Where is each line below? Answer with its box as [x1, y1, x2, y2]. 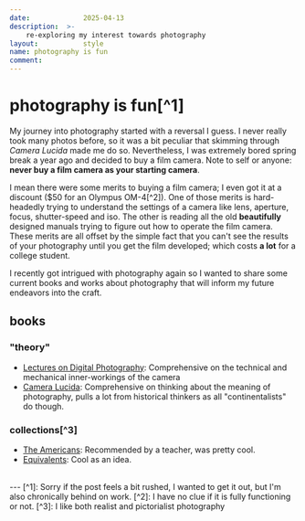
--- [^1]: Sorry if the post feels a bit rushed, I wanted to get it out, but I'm [9, 481, 281, 492]
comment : [9, 56, 43, 65]
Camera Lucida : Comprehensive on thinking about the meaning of [22, 381, 271, 392]
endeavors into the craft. [9, 287, 102, 298]
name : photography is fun [9, 48, 108, 57]
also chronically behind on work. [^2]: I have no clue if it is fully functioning [9, 491, 291, 502]
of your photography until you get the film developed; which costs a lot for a [9, 239, 297, 251]
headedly [9, 201, 46, 212]
